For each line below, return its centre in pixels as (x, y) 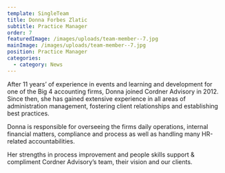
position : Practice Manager (47, 52)
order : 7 (20, 33)
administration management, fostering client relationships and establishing (113, 106)
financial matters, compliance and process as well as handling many (104, 134)
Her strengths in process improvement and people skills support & (101, 154)
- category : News (38, 65)
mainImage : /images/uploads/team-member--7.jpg (77, 45)
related (17, 141)
